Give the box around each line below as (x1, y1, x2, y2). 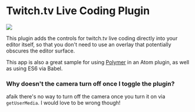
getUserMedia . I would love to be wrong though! (6, 99, 121, 107)
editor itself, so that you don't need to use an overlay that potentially (6, 41, 171, 48)
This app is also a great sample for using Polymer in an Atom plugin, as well (6, 58, 190, 65)
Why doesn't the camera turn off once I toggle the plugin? (6, 80, 175, 88)
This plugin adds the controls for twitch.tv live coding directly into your (6, 34, 178, 42)
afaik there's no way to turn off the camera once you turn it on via (6, 93, 166, 100)
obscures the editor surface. (6, 47, 75, 54)
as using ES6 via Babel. (6, 65, 63, 72)
